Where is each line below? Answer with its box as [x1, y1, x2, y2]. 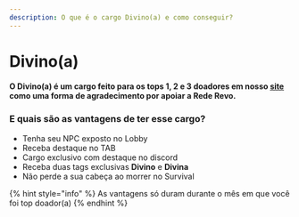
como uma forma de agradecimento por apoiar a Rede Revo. [9, 91, 237, 101]
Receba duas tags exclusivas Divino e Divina [21, 161, 189, 172]
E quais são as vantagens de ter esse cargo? [9, 113, 206, 125]
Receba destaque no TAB [21, 142, 116, 153]
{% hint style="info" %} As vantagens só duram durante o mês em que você [9, 188, 290, 198]
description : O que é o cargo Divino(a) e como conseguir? [9, 12, 234, 22]
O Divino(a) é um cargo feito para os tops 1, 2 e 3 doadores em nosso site [9, 81, 285, 92]
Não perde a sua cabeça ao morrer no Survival [21, 171, 195, 181]
